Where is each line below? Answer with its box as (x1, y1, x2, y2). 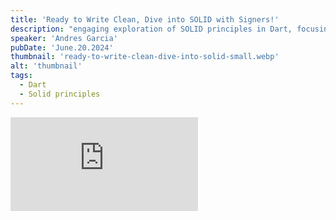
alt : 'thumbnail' (10, 61, 83, 71)
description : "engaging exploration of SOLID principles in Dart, (10, 24, 293, 34)
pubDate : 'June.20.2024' (10, 42, 114, 53)
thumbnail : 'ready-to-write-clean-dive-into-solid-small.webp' (10, 52, 280, 62)
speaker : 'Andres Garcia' (10, 33, 118, 43)
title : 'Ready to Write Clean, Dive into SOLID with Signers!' (10, 14, 280, 25)
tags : (10, 71, 33, 81)
